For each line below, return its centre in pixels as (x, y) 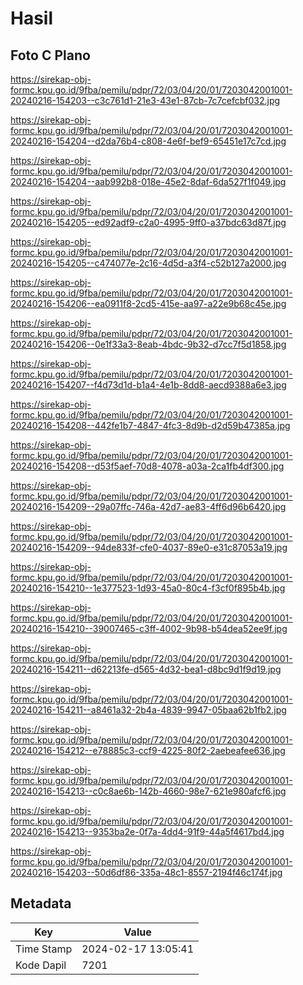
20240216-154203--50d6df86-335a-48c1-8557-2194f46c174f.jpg (146, 872)
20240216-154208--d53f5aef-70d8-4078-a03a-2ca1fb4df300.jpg (147, 466)
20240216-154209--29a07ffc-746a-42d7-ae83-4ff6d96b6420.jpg (148, 506)
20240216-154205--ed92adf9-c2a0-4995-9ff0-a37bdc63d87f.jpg (148, 222)
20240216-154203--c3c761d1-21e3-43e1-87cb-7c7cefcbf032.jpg (145, 100)
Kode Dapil (41, 965)
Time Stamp (44, 949)
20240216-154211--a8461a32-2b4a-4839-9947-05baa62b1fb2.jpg (148, 710)
